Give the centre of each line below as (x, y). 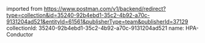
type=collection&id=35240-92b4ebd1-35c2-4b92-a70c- (78, 15)
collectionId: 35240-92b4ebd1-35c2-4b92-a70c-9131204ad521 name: (95, 28)
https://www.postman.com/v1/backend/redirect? (105, 9)
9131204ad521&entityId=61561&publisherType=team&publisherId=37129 (97, 21)
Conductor (20, 35)
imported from (24, 9)
